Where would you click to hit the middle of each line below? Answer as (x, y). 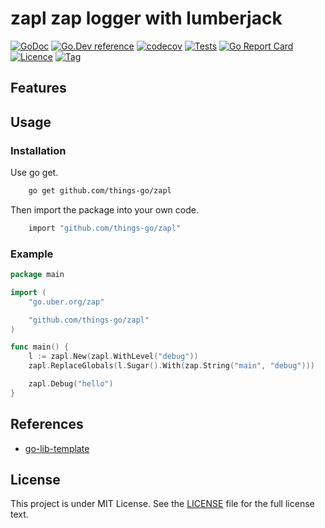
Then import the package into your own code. (104, 209)
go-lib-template (57, 448)
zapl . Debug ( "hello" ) (71, 384)
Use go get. (34, 173)
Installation (38, 150)
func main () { (40, 347)
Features (38, 88)
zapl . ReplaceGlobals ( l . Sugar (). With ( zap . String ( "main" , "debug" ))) (171, 366)
